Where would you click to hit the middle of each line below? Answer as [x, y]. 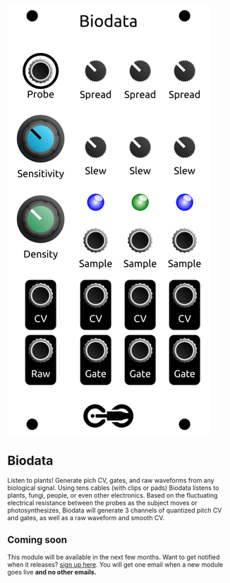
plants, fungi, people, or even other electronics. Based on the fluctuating [113, 495]
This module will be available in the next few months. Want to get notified [114, 557]
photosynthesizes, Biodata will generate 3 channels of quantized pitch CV [115, 510]
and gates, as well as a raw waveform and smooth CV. [86, 517]
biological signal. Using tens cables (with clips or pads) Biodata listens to [113, 488]
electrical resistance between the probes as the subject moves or [102, 503]
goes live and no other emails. [52, 572]
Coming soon [37, 540]
